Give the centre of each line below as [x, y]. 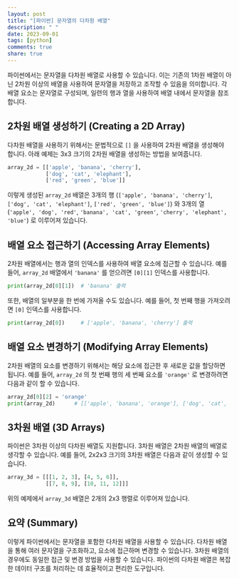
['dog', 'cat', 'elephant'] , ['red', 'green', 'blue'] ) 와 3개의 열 [106, 204]
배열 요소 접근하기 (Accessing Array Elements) [109, 245]
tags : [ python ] [30, 41]
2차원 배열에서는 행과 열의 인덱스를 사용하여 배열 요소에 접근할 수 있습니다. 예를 [117, 264]
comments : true [30, 47]
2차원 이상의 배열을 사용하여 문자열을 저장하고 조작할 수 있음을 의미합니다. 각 [121, 83]
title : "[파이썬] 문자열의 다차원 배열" [59, 21]
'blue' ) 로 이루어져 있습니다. [47, 220]
